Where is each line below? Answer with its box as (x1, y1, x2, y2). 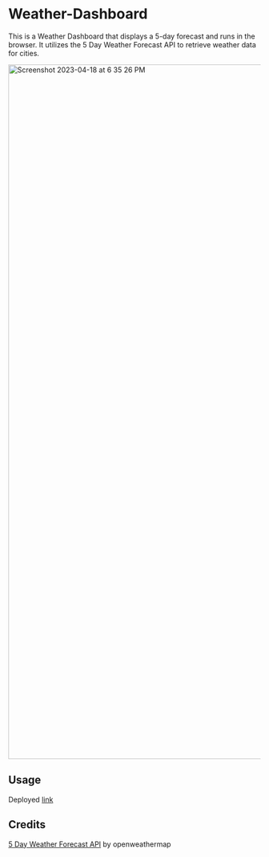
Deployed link (8, 794, 54, 804)
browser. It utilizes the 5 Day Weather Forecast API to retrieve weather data (8, 39, 256, 49)
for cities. (8, 48, 40, 58)
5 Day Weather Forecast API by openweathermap (8, 839, 171, 849)
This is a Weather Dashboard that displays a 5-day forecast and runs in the (8, 31, 255, 41)
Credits (8, 818, 46, 831)
